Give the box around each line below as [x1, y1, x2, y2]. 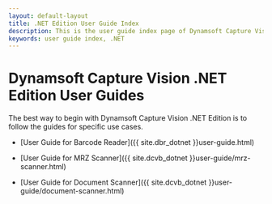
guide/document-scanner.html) [19, 186, 125, 196]
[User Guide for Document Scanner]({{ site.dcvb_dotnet [19, 177, 207, 187]
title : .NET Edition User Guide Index [8, 19, 139, 28]
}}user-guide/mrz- [189, 153, 251, 163]
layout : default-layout [8, 11, 89, 20]
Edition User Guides [8, 87, 145, 105]
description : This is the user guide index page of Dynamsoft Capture [8, 27, 252, 35]
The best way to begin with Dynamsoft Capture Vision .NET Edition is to [8, 113, 248, 123]
